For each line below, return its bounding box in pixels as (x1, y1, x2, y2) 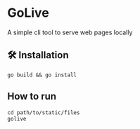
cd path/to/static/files (7, 109, 80, 116)
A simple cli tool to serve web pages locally (7, 28, 133, 36)
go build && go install (7, 72, 77, 79)
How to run (7, 90, 57, 102)
